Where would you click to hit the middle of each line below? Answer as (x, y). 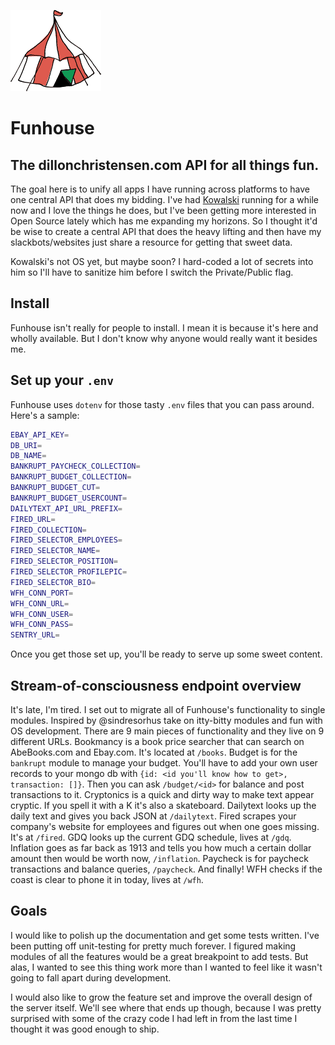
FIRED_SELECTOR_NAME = (55, 551)
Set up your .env (62, 380)
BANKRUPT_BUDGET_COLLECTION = (71, 477)
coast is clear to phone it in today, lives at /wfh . (107, 879)
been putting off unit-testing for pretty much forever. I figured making (153, 946)
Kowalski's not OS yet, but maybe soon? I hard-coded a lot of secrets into (162, 261)
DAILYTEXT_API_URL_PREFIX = (66, 508)
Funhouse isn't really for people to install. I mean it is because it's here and (164, 327)
